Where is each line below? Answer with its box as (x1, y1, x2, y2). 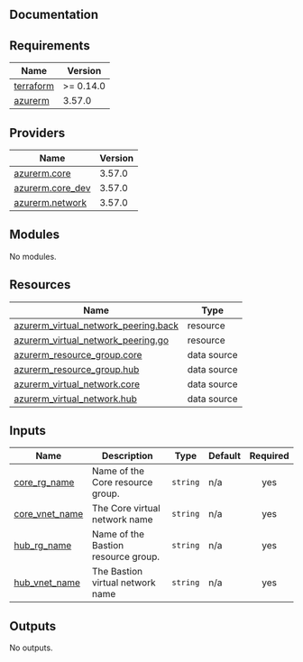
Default (208, 450, 242, 463)
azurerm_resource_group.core (14, 348, 142, 361)
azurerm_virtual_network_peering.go (14, 334, 170, 346)
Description (102, 450, 153, 463)
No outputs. (9, 642, 53, 653)
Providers (9, 125, 66, 141)
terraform (14, 80, 55, 93)
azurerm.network (14, 197, 87, 209)
